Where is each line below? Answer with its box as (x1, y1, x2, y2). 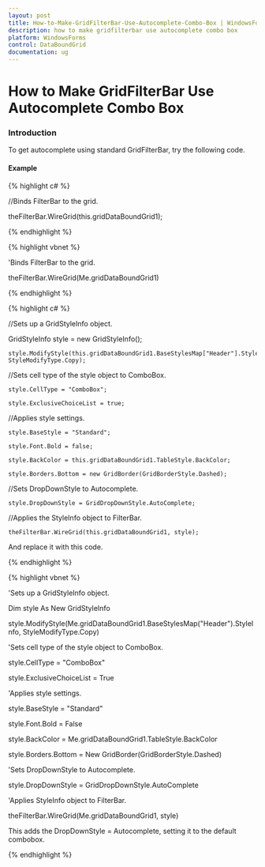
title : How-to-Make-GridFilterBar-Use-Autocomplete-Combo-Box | (8, 19, 224, 27)
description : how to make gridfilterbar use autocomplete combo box (8, 26, 238, 34)
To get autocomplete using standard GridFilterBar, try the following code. (8, 145, 246, 155)
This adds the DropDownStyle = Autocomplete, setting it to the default (8, 826, 237, 835)
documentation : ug (8, 48, 69, 56)
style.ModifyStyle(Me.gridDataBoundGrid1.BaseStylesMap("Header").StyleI (8, 618, 254, 628)
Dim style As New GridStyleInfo (8, 603, 110, 613)
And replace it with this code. (8, 542, 103, 552)
